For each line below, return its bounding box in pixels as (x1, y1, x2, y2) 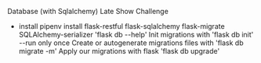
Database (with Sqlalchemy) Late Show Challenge (7, 7, 169, 16)
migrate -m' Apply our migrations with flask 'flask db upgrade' (18, 47, 220, 55)
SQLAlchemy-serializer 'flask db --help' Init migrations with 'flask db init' (18, 30, 254, 39)
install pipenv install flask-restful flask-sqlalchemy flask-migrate (18, 22, 225, 30)
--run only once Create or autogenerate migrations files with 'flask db (18, 38, 244, 47)
